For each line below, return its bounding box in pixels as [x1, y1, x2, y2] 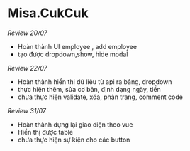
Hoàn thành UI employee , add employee [17, 42, 137, 51]
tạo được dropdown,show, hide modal [17, 50, 128, 58]
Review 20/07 [7, 28, 47, 37]
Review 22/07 [7, 63, 47, 72]
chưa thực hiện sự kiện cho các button [17, 135, 130, 144]
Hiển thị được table [17, 127, 73, 136]
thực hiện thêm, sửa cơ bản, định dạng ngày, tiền [17, 85, 161, 93]
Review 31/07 [7, 106, 46, 115]
